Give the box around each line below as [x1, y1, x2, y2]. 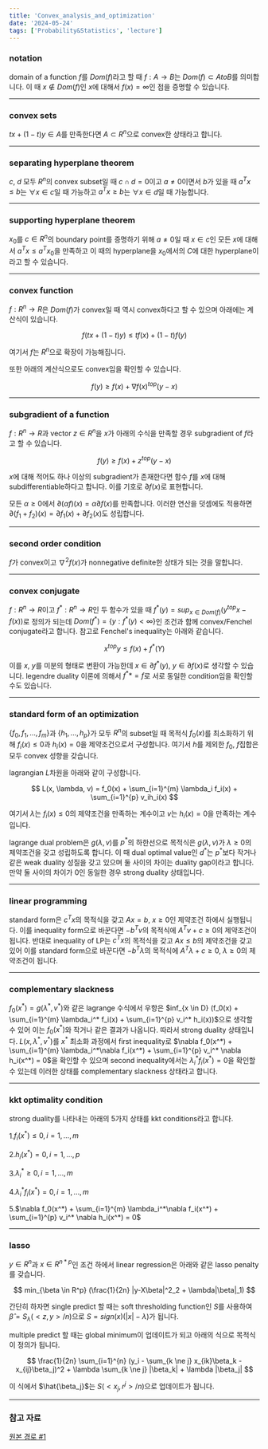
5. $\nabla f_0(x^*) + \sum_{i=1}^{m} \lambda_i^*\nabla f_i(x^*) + [9, 1204, 219, 1214]
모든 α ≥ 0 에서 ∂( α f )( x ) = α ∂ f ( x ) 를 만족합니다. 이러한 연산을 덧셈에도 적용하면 [9, 499, 253, 509]
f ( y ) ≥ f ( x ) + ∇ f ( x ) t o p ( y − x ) [91, 380, 178, 391]
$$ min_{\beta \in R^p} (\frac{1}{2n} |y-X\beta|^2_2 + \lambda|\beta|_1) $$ [13, 1286, 256, 1295]
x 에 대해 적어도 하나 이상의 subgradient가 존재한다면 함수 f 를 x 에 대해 [9, 472, 226, 482]
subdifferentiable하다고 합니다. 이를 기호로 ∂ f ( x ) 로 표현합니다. [9, 482, 204, 491]
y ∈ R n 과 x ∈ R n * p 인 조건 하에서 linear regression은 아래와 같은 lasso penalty [9, 1258, 259, 1269]
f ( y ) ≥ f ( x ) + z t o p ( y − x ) [97, 454, 172, 465]
